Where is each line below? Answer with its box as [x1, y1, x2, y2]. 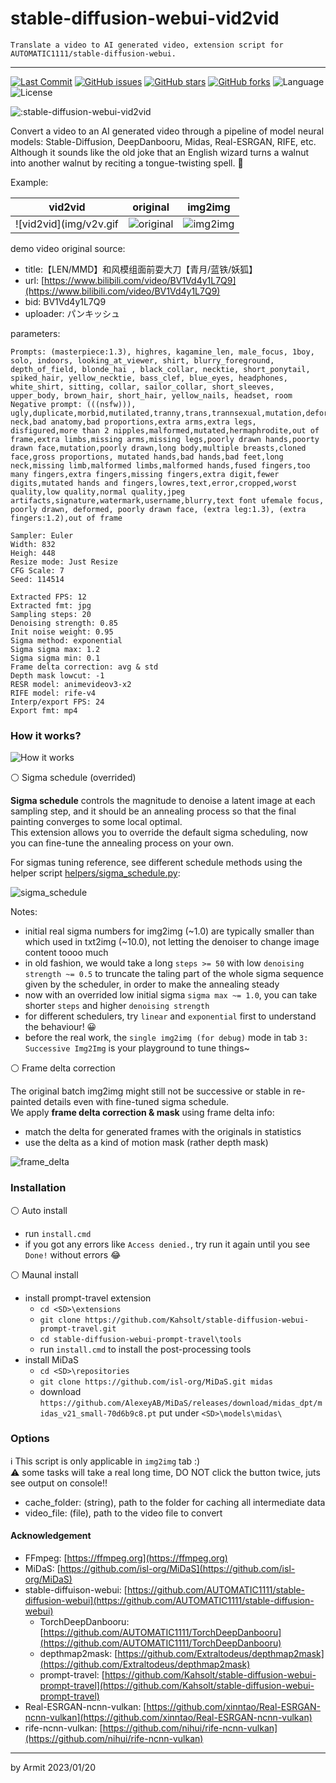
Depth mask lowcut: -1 [10, 670, 105, 681]
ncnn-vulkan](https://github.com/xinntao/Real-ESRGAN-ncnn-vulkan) [24, 1712, 313, 1724]
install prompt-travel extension [24, 1292, 152, 1304]
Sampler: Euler [10, 530, 74, 541]
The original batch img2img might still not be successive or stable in [10, 1085, 292, 1097]
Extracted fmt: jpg [10, 600, 92, 611]
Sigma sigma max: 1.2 [10, 644, 101, 654]
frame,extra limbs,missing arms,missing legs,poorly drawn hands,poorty [10, 434, 320, 444]
